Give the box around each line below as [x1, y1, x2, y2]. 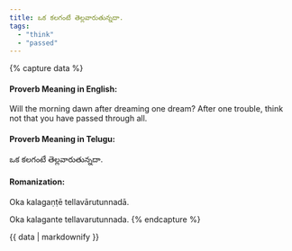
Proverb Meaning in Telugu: [9, 134, 115, 145]
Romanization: [9, 176, 66, 187]
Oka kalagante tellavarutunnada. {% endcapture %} [9, 213, 201, 225]
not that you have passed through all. [9, 113, 148, 124]
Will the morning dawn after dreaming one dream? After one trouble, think [9, 103, 284, 114]
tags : [9, 22, 30, 31]
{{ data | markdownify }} [9, 231, 100, 242]
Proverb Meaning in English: [9, 83, 118, 94]
